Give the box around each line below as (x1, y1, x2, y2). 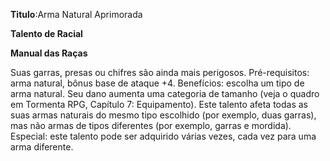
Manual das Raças (10, 47, 88, 59)
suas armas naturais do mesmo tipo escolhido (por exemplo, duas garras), (10, 109, 317, 121)
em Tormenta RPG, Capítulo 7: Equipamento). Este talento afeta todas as (10, 99, 308, 110)
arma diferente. (10, 141, 74, 153)
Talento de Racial (10, 28, 83, 39)
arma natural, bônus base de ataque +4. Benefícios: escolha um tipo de (10, 77, 305, 89)
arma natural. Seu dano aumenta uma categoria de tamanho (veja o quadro (10, 88, 320, 99)
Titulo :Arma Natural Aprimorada (10, 9, 143, 20)
